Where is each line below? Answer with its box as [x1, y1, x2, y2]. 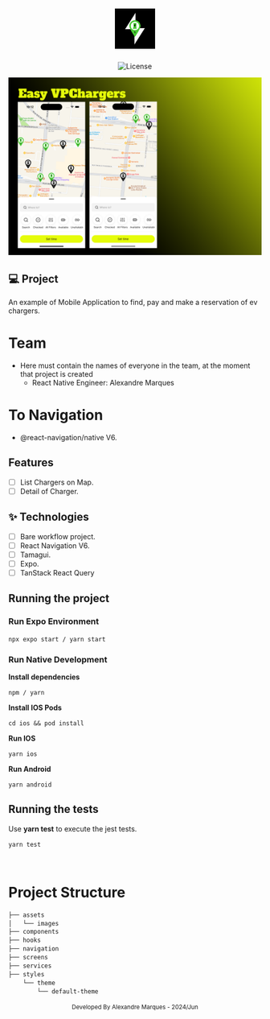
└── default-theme [37, 987, 99, 996]
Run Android [8, 765, 51, 774]
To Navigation [8, 406, 104, 424]
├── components [8, 928, 59, 936]
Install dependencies [8, 672, 80, 682]
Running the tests [8, 802, 99, 816]
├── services [8, 962, 52, 970]
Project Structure [8, 883, 126, 901]
